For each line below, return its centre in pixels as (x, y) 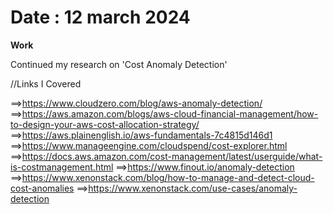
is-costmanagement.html (62, 167)
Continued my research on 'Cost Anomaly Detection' (119, 64)
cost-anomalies (42, 188)
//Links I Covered (46, 83)
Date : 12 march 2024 (100, 17)
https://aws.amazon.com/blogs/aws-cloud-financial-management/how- (170, 113)
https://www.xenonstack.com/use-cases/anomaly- (193, 188)
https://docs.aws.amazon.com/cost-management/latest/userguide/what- (172, 156)
